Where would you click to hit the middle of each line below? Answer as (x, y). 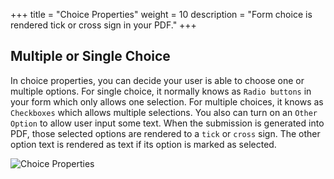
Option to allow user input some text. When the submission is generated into (167, 123)
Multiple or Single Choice (90, 56)
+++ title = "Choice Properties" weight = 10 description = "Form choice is (161, 14)
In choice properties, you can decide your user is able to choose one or (157, 80)
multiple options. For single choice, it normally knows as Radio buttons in (161, 91)
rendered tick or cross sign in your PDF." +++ (103, 25)
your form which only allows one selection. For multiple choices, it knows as (167, 101)
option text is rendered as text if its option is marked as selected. (143, 144)
